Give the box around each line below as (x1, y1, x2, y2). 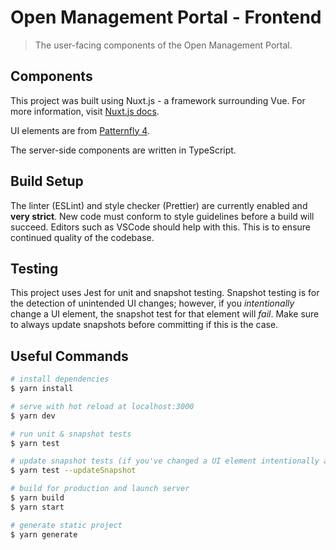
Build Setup (10, 173, 84, 190)
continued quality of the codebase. (10, 231, 155, 243)
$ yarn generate (10, 529, 78, 540)
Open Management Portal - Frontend (10, 6, 322, 29)
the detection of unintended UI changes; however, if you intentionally (10, 297, 295, 310)
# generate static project (10, 520, 123, 530)
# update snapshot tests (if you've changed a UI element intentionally (10, 456, 320, 466)
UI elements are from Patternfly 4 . (10, 124, 150, 136)
